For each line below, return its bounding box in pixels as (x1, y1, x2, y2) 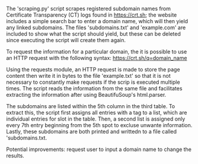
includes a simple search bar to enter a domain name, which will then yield (6, 18, 189, 24)
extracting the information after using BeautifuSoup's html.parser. (6, 92, 167, 98)
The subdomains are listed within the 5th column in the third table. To (6, 103, 175, 109)
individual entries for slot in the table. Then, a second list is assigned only (6, 115, 186, 122)
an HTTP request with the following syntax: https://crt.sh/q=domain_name (6, 55, 187, 61)
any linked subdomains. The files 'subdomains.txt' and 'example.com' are (6, 24, 186, 31)
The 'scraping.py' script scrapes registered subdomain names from (6, 5, 171, 12)
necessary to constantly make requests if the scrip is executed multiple (6, 78, 180, 86)
